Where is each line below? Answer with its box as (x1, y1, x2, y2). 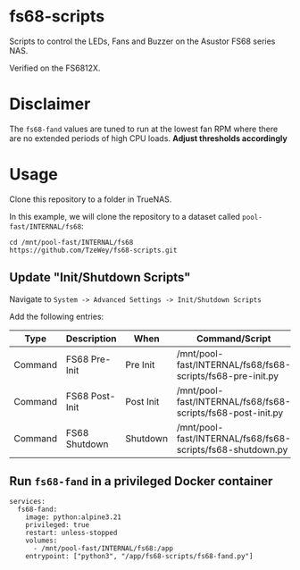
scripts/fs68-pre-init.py (176, 369, 279, 381)
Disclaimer (9, 94, 91, 114)
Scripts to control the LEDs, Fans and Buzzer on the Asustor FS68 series (9, 36, 276, 46)
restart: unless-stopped (25, 529, 118, 538)
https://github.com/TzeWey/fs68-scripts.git (9, 246, 178, 255)
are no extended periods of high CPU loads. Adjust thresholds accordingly (9, 132, 287, 144)
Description (65, 332, 117, 345)
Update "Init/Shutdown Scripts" (9, 270, 191, 285)
